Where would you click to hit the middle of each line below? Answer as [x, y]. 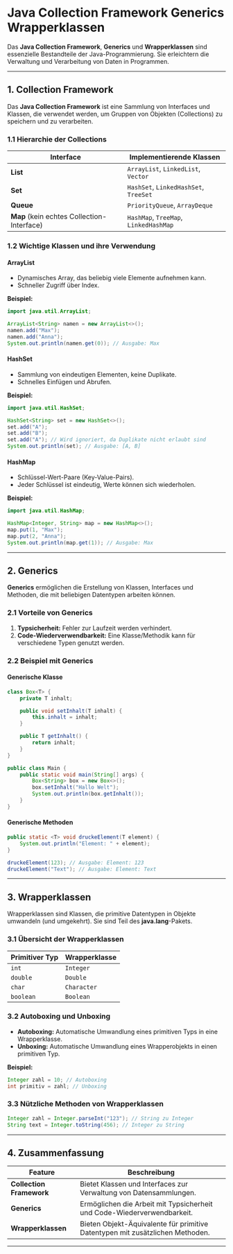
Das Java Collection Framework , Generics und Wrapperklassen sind [107, 46]
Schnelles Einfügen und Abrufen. [64, 381]
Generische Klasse [35, 677]
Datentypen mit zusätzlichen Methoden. [145, 1232]
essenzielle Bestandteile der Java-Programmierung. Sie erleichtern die [108, 54]
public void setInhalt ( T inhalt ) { [71, 711]
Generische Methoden [40, 823]
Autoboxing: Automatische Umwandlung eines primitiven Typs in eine [118, 1031]
